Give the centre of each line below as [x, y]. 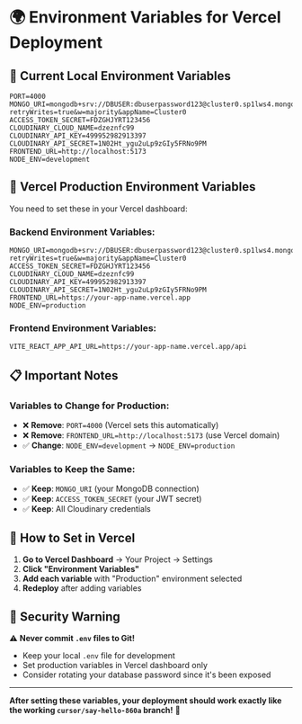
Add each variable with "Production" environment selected [132, 579]
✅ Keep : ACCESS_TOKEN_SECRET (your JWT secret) [112, 499]
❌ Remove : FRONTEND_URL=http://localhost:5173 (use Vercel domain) [151, 435]
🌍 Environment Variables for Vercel [145, 18]
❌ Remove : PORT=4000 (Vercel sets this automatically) [120, 425]
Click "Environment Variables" [81, 569]
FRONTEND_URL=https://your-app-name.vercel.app [100, 298]
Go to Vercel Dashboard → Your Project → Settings [117, 559]
